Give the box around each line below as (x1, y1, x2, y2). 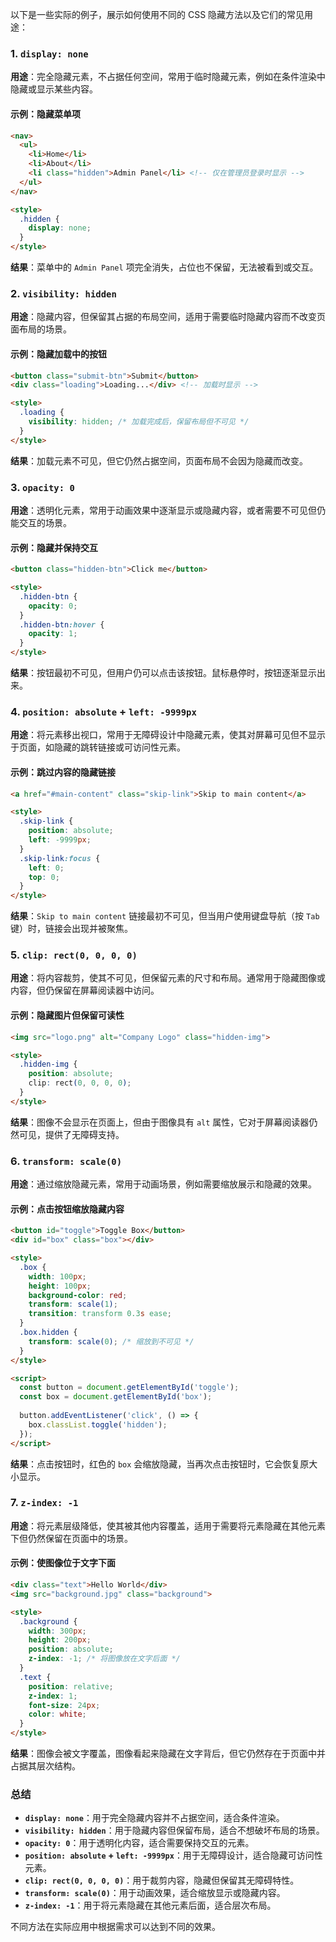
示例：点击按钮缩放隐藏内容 (10, 1203, 125, 1215)
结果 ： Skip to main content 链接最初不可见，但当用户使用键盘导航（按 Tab (10, 910, 320, 922)
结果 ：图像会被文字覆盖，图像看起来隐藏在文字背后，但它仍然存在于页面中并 (10, 1748, 326, 1759)
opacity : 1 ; (28, 629, 78, 639)
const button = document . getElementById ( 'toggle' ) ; (19, 1383, 240, 1393)
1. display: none (10, 46, 89, 60)
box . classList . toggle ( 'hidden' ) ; (28, 1419, 168, 1430)
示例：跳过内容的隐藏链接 (10, 766, 116, 778)
